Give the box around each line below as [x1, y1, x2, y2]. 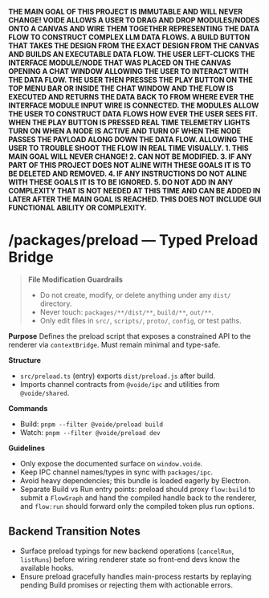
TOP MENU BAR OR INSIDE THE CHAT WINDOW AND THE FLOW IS [8, 83, 234, 93]
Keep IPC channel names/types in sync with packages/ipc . [19, 467, 213, 477]
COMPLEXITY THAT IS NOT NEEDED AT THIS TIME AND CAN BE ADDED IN [8, 186, 261, 195]
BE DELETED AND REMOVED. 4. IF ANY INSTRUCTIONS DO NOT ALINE [8, 169, 247, 178]
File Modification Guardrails [27, 275, 123, 284]
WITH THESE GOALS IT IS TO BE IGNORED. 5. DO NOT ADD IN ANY [8, 177, 234, 187]
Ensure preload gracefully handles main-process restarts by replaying [19, 572, 251, 581]
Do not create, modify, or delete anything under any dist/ [39, 290, 231, 299]
